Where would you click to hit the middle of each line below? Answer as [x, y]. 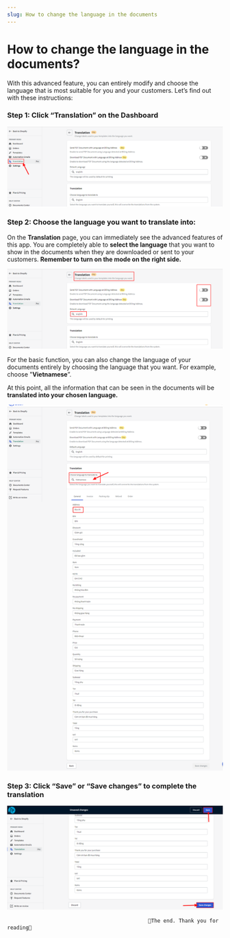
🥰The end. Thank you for [183, 921]
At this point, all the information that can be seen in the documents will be [111, 388]
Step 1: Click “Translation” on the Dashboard [83, 115]
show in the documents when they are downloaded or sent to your [101, 252]
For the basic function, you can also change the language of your [99, 360]
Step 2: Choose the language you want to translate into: [102, 222]
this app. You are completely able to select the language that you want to [111, 245]
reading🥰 [20, 928]
